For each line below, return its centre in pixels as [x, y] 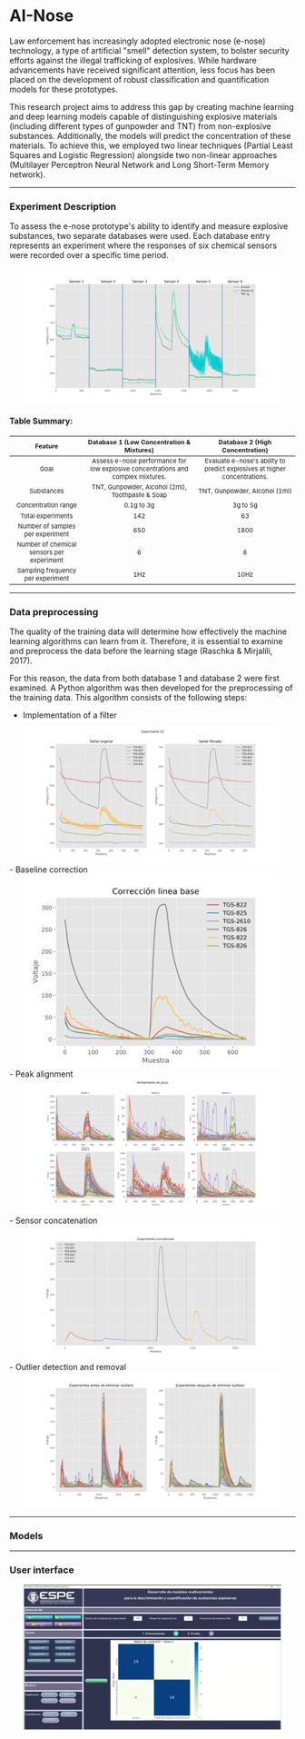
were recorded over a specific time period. [89, 255]
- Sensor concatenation [54, 1220]
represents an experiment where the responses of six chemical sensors [143, 245]
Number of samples [47, 526]
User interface [42, 1570]
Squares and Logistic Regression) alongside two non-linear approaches [143, 154]
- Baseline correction [49, 869]
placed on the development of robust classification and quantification [139, 79]
